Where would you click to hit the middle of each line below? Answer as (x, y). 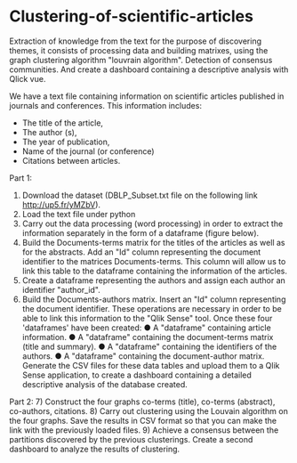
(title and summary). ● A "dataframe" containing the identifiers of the (149, 346)
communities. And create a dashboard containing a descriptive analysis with (149, 69)
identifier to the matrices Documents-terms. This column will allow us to (154, 261)
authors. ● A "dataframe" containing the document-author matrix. (143, 356)
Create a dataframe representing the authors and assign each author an (154, 280)
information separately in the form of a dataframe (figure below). (140, 232)
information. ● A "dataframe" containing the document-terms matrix (148, 337)
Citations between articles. (71, 160)
